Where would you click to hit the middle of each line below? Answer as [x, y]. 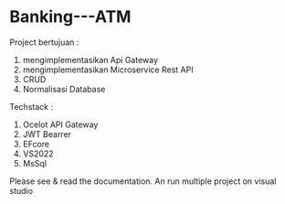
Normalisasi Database [64, 89]
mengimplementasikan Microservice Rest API [108, 70]
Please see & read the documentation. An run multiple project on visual [143, 181]
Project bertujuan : [44, 42]
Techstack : [31, 106]
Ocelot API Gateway [60, 124]
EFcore [36, 144]
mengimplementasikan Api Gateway [90, 59]
